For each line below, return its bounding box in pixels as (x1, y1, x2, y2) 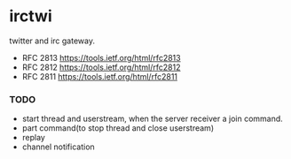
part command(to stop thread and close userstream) (21, 123, 215, 133)
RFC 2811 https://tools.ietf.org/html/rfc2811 (21, 71, 178, 81)
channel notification (21, 141, 95, 152)
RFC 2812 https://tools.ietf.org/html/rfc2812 (21, 62, 181, 72)
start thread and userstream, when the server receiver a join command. (21, 113, 284, 125)
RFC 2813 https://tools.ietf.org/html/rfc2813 (21, 52, 181, 63)
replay (21, 132, 46, 143)
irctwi (9, 6, 52, 26)
